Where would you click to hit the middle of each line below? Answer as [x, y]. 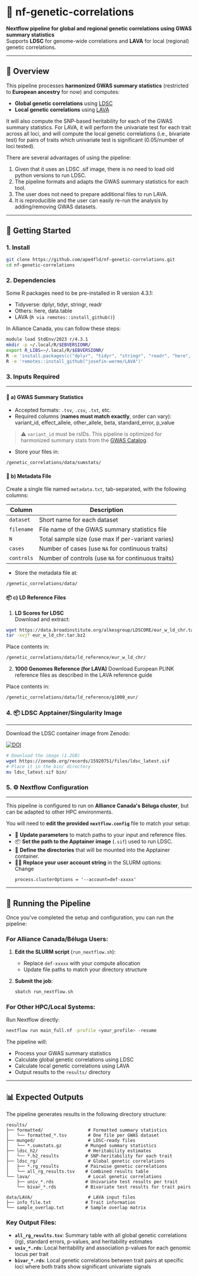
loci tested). [21, 146]
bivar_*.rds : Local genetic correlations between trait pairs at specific [99, 1261]
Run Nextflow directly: [33, 1020]
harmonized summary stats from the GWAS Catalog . [84, 440]
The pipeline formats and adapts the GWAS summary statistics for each [101, 181]
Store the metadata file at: [46, 573]
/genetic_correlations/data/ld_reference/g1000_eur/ [72, 697]
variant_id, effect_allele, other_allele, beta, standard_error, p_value [95, 423]
